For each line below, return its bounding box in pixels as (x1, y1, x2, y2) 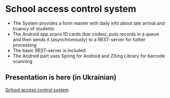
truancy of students (12, 25, 55, 31)
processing (12, 42, 37, 48)
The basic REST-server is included (12, 47, 86, 53)
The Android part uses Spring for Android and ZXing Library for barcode (12, 52, 165, 59)
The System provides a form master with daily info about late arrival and (12, 20, 165, 26)
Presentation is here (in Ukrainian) (5, 73, 117, 82)
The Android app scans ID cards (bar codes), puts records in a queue (12, 31, 160, 37)
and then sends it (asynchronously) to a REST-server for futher (12, 36, 146, 43)
